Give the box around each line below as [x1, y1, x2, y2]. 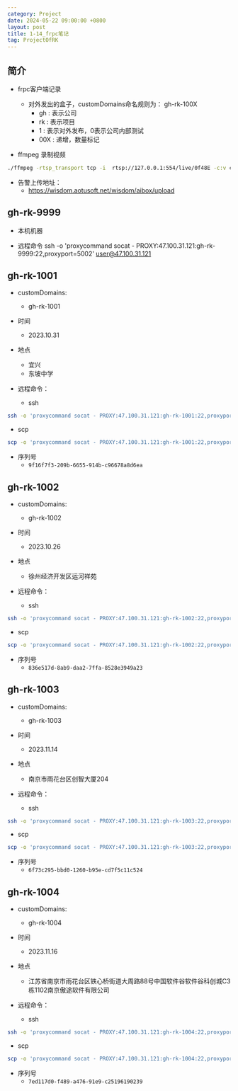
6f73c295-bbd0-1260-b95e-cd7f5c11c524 [28, 867, 143, 874]
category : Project [7, 10, 62, 18]
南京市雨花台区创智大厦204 [28, 775, 109, 783]
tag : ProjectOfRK [7, 37, 59, 44]
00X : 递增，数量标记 [38, 135, 101, 144]
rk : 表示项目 [38, 118, 76, 126]
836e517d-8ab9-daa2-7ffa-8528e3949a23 [28, 664, 143, 671]
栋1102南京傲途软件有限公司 [28, 986, 110, 995]
